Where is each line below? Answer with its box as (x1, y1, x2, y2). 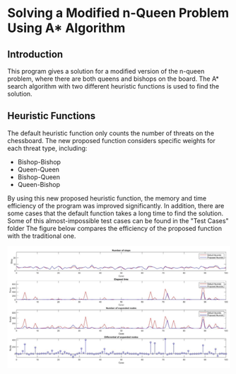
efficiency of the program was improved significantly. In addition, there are (7, 201, 225, 210)
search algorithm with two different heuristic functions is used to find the (7, 82, 220, 90)
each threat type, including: (7, 144, 88, 152)
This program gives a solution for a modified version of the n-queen (7, 67, 205, 75)
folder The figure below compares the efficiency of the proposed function (7, 224, 223, 232)
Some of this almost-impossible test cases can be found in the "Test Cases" (7, 216, 229, 225)
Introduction (7, 48, 64, 60)
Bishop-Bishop (17, 157, 61, 166)
